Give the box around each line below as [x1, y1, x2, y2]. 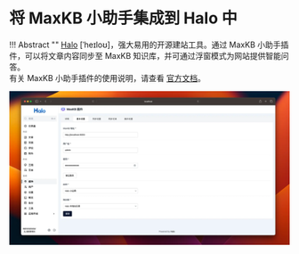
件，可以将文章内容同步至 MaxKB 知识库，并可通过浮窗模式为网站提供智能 [9, 50, 282, 61]
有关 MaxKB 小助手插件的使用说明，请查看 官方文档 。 [9, 72, 206, 83]
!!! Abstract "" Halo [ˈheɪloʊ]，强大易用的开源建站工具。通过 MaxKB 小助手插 [9, 39, 289, 50]
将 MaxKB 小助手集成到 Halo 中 [9, 8, 238, 29]
